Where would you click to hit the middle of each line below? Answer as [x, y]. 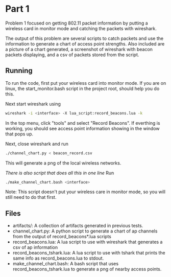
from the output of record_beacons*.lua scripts [62, 237]
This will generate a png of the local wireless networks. [63, 163]
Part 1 [17, 9]
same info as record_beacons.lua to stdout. [58, 258]
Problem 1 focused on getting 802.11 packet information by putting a [77, 23]
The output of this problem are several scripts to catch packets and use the [84, 38]
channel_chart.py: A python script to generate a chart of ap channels [85, 231]
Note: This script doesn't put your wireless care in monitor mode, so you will [86, 192]
